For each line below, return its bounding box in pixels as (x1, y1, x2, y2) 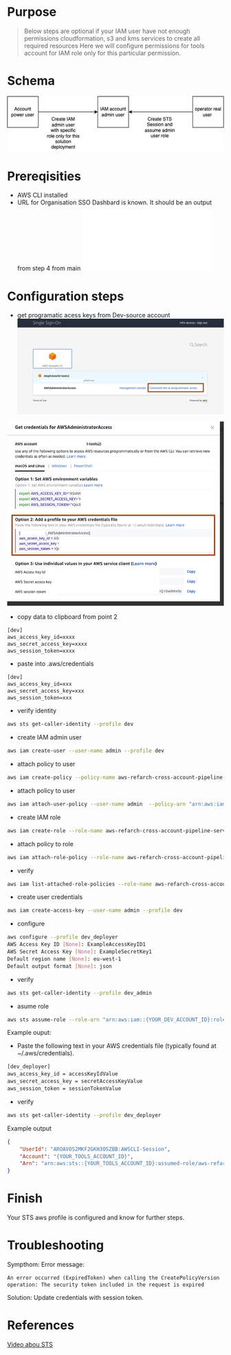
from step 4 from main (16, 264, 81, 273)
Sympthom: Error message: (7, 1261, 85, 1269)
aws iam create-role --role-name (7, 827, 103, 834)
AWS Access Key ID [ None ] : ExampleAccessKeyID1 (7, 941, 146, 948)
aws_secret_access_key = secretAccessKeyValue (7, 1078, 143, 1085)
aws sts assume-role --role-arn (7, 1016, 100, 1023)
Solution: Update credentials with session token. (7, 1294, 144, 1302)
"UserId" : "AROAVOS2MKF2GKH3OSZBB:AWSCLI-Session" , (19, 1146, 170, 1153)
